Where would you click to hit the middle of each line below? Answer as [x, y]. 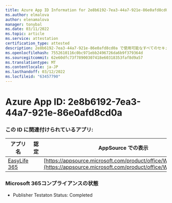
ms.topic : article [25, 34]
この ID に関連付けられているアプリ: [49, 129]
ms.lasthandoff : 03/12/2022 [35, 72]
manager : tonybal [24, 24]
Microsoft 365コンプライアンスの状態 [52, 184]
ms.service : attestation [32, 39]
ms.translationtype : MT [31, 62]
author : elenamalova [27, 19]
